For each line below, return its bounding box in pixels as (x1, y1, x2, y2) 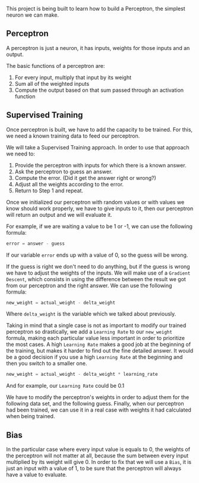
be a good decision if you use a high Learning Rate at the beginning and (6, 354, 183, 361)
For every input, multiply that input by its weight (14, 74, 132, 81)
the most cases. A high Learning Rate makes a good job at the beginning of (6, 341, 191, 348)
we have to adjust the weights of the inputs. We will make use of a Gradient (6, 269, 191, 276)
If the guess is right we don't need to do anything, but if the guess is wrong (6, 263, 190, 270)
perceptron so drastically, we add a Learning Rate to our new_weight (6, 328, 172, 335)
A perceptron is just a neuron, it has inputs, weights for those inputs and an (6, 44, 190, 51)
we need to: (6, 150, 36, 157)
